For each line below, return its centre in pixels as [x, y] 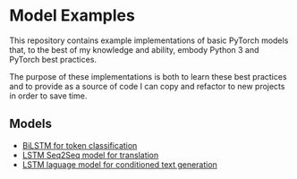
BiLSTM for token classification [80, 145]
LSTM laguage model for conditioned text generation [119, 164]
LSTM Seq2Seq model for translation [90, 155]
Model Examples [72, 16]
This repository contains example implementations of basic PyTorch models [149, 40]
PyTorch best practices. [53, 59]
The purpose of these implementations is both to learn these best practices [148, 76]
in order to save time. [48, 96]
